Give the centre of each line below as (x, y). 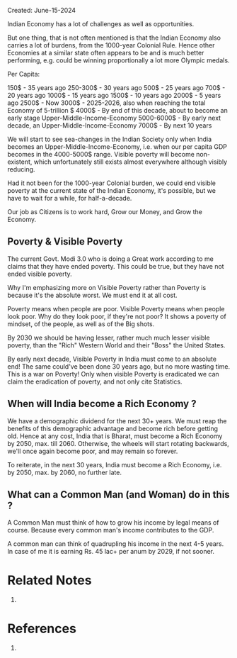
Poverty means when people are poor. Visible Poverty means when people (116, 308)
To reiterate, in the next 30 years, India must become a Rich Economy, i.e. (115, 464)
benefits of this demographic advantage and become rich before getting (112, 428)
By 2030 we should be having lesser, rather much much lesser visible (109, 338)
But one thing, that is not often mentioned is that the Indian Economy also (114, 38)
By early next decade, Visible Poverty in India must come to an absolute (112, 359)
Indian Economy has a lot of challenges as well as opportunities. (101, 24)
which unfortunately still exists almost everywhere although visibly (131, 162)
